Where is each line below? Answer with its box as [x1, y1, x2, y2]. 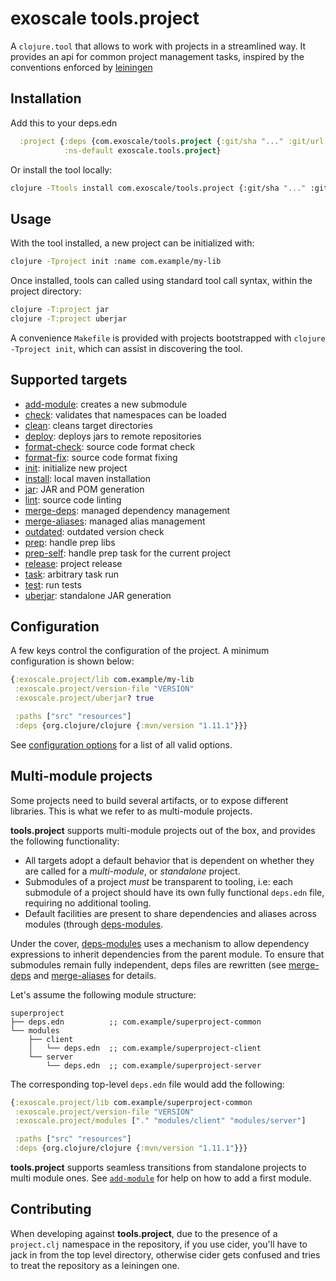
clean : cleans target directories [24, 419, 153, 431]
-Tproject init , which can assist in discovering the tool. [10, 342, 243, 354]
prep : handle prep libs [24, 536, 116, 548]
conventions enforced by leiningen [10, 61, 153, 73]
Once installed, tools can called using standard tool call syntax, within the [10, 275, 313, 287]
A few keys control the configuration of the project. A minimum [10, 645, 270, 657]
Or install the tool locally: [10, 163, 113, 176]
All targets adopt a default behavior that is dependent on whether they [24, 854, 315, 866]
